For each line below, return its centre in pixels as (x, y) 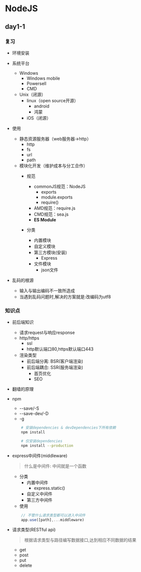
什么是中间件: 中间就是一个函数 (55, 466)
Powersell (36, 83)
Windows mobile (43, 78)
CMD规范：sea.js (51, 214)
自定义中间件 (39, 494)
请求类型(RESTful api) (34, 530)
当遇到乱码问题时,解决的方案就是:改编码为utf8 (65, 297)
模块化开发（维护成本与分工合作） (53, 165)
